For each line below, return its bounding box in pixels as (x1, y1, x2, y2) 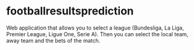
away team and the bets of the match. (6, 37, 101, 44)
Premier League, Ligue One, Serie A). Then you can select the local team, (6, 30, 189, 37)
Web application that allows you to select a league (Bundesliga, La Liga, (6, 24, 184, 31)
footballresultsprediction (6, 4, 134, 18)
